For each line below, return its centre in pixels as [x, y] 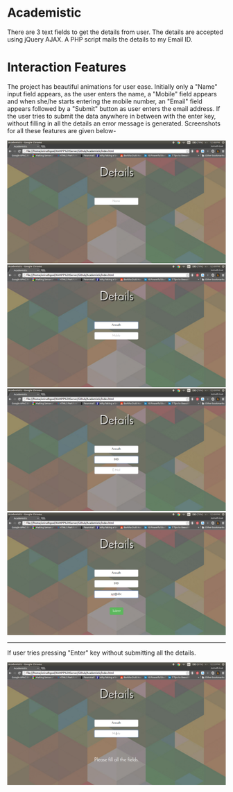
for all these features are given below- [62, 130]
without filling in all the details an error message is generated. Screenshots [114, 123]
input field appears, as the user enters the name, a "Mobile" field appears [112, 94]
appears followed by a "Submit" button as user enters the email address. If [114, 108]
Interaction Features [67, 68]
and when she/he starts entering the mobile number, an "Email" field [105, 101]
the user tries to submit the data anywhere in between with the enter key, [112, 116]
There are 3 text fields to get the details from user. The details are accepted [115, 32]
